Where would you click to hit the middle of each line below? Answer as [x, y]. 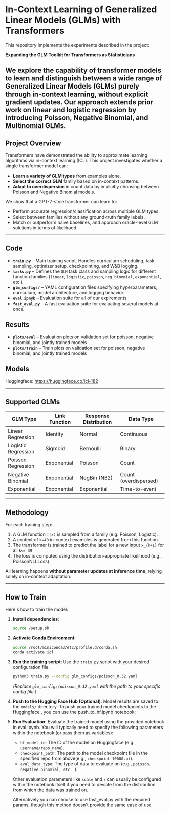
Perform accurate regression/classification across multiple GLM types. [86, 211]
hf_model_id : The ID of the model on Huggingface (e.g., [78, 742]
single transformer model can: [37, 166]
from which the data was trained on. [50, 790]
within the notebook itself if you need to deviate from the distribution [84, 784]
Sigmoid [55, 449]
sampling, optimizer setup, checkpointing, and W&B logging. [75, 266]
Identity [54, 434]
